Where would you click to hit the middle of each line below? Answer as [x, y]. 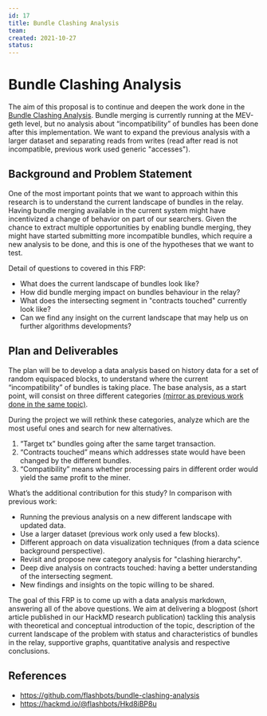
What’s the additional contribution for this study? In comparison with [120, 493]
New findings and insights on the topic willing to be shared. [117, 584]
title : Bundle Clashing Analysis [64, 23]
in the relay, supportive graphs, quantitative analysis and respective [119, 642]
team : [17, 30]
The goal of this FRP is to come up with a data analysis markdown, [118, 600]
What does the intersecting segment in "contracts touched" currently [133, 301]
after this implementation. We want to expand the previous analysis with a [130, 132]
